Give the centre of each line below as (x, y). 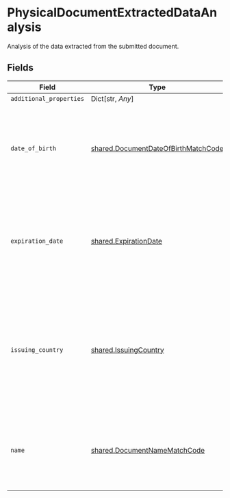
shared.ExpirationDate (127, 241)
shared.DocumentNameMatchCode (148, 450)
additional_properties (47, 98)
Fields (21, 68)
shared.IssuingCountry (127, 350)
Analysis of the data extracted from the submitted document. (93, 46)
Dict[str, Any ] (112, 99)
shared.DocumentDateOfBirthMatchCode (157, 148)
